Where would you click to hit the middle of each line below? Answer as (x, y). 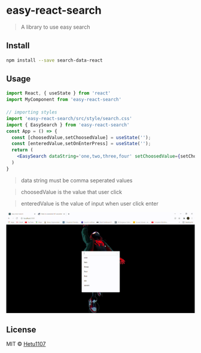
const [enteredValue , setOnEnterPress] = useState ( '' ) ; (81, 144)
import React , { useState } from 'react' (59, 93)
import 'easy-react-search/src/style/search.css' (69, 118)
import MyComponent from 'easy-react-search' (64, 100)
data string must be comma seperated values (77, 180)
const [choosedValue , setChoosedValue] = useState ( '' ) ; (81, 137)
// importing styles (32, 112)
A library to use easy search (55, 27)
